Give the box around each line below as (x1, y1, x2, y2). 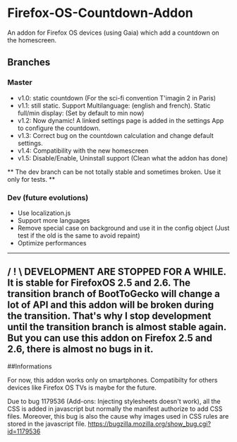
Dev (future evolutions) (7, 192, 89, 202)
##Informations (7, 362, 52, 371)
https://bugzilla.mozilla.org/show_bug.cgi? (87, 419, 212, 428)
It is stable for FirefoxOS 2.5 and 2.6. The (7, 277, 190, 289)
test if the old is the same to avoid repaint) (17, 231, 140, 240)
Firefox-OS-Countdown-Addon (7, 5, 194, 21)
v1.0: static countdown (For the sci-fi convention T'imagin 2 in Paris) (17, 93, 217, 102)
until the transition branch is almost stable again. (7, 321, 227, 333)
